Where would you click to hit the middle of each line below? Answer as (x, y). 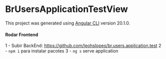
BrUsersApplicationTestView (67, 9)
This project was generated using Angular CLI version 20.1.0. (68, 23)
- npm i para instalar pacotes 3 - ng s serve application (62, 51)
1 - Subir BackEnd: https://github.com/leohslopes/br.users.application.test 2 (83, 45)
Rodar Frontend (22, 34)
